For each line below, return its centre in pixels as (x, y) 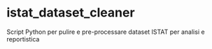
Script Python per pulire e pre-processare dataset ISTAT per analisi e (106, 32)
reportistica (23, 39)
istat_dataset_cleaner (71, 13)
